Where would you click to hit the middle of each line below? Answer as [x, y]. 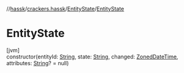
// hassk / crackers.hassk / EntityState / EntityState [65, 9]
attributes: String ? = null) [38, 63]
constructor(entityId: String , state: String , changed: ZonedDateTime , [92, 57]
